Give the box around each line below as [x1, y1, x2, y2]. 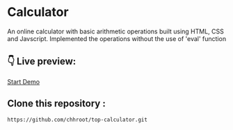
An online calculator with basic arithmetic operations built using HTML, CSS [7, 27, 225, 35]
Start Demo [7, 77, 40, 86]
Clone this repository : [7, 98, 106, 110]
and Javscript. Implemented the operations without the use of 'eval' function [7, 34, 227, 42]
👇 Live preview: [7, 56, 77, 67]
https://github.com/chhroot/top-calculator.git [7, 116, 148, 123]
